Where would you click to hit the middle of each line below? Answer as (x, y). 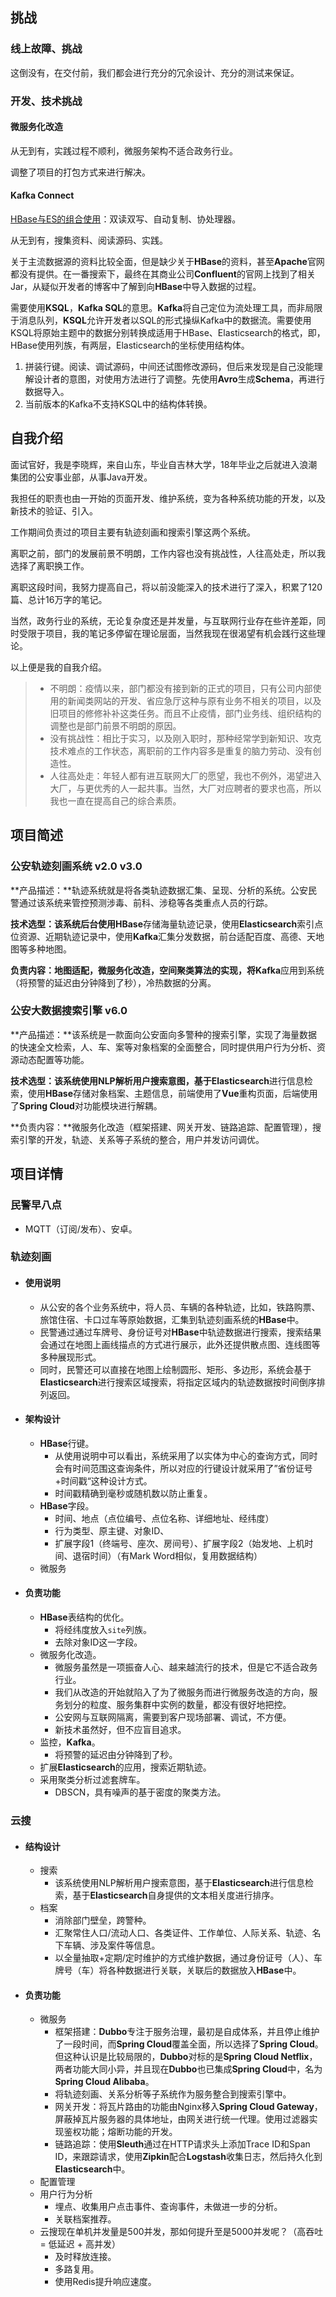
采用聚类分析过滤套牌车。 (92, 1780)
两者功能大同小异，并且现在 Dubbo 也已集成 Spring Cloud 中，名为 (188, 2069)
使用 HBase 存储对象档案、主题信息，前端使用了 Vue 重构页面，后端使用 (172, 1093)
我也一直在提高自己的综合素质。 (115, 800)
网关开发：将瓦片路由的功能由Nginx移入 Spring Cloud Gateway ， (188, 2107)
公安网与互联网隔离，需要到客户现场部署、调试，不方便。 (173, 1717)
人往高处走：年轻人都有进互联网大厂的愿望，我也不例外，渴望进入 (185, 775)
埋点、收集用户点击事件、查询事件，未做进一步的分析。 (168, 2207)
